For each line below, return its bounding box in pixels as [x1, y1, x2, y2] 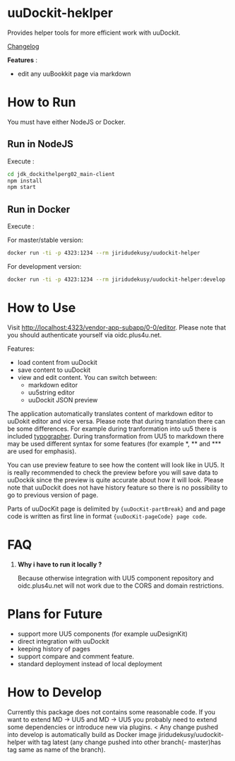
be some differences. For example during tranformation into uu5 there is [7, 424, 217, 433]
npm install [7, 177, 42, 185]
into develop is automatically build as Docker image [7, 730, 157, 738]
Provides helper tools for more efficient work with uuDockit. [7, 28, 181, 37]
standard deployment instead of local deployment [17, 659, 162, 668]
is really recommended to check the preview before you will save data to [7, 468, 219, 477]
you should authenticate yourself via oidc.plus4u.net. [7, 330, 162, 339]
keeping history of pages [17, 644, 90, 653]
